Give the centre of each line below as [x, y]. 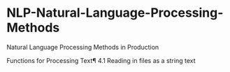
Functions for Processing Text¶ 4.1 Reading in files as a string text [101, 60]
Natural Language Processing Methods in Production [83, 47]
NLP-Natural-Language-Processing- [115, 13]
